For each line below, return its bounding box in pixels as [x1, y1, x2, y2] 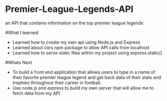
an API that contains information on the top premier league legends [5, 20, 143, 26]
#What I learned [5, 29, 38, 35]
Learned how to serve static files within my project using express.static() [12, 50, 162, 56]
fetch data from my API [12, 90, 60, 96]
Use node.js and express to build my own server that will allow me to [12, 85, 154, 91]
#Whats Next [5, 59, 32, 65]
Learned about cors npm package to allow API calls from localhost [12, 44, 149, 50]
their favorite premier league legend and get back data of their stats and [12, 74, 161, 80]
